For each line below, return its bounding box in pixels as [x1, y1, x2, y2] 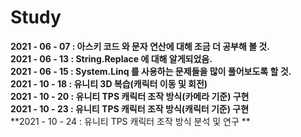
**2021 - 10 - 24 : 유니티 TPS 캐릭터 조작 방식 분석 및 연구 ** [10, 115, 251, 127]
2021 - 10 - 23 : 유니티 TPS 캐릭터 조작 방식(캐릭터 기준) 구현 [10, 102, 250, 115]
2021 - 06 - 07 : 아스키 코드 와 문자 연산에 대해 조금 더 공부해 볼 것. [10, 40, 270, 52]
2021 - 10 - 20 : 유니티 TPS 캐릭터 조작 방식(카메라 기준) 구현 [10, 90, 250, 102]
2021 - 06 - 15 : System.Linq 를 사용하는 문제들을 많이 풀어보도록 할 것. [10, 65, 292, 77]
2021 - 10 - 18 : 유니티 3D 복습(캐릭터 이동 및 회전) [10, 77, 208, 90]
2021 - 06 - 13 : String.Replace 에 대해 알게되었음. [10, 52, 213, 65]
